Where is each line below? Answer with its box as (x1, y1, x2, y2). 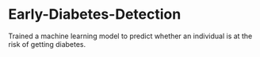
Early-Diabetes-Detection (8, 5, 182, 23)
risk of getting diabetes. (8, 39, 86, 48)
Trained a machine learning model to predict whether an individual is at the (8, 31, 253, 41)
